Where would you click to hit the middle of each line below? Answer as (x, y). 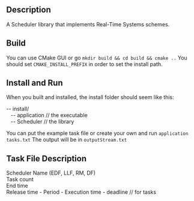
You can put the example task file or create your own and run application (97, 133)
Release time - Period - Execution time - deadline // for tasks (81, 192)
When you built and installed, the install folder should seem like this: (90, 97)
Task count (20, 179)
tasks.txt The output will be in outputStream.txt (67, 140)
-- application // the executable (49, 115)
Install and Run (35, 83)
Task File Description (47, 158)
